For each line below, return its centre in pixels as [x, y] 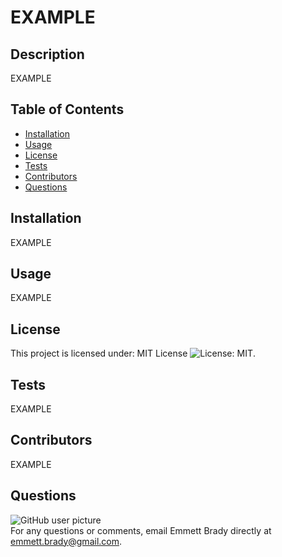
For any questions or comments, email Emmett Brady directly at [141, 530]
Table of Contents [67, 109]
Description [47, 54]
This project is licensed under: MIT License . [133, 353]
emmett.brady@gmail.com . [66, 541]
